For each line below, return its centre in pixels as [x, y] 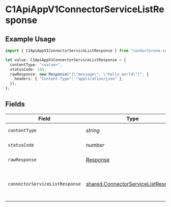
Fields [15, 104]
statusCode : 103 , [28, 69]
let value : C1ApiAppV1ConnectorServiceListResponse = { [66, 60]
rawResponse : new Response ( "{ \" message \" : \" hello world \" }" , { [79, 74]
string [93, 130]
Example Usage [31, 39]
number [95, 145]
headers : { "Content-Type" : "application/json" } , [69, 79]
